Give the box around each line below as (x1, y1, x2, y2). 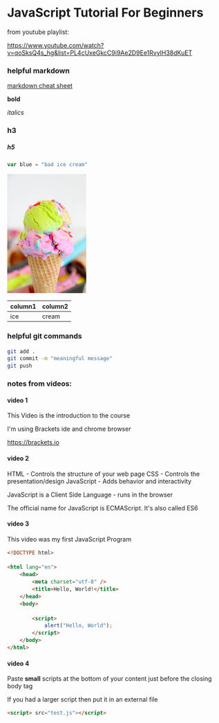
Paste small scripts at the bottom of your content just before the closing (7, 675, 212, 683)
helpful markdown (7, 66, 70, 75)
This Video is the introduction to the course (7, 411, 131, 420)
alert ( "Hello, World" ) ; (44, 622, 113, 630)
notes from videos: (7, 379, 73, 389)
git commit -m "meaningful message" (7, 355, 113, 362)
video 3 (7, 519, 30, 528)
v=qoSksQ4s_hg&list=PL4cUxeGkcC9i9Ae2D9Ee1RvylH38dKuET (7, 48, 193, 57)
